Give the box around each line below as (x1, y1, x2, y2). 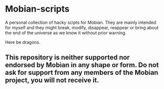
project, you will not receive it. (5, 76, 99, 85)
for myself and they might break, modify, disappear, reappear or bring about (5, 24, 159, 30)
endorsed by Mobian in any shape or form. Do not (5, 61, 159, 69)
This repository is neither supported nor (5, 53, 130, 62)
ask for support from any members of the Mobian (5, 69, 159, 77)
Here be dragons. (5, 39, 41, 45)
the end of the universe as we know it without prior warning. (5, 30, 126, 36)
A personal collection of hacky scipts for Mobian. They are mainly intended (5, 19, 157, 25)
